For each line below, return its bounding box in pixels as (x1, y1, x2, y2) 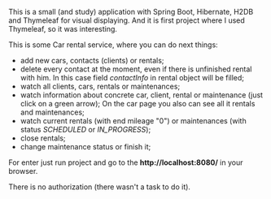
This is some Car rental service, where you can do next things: (8, 40, 218, 50)
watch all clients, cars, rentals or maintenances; (20, 81, 181, 91)
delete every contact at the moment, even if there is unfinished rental (20, 64, 252, 74)
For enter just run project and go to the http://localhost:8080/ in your (8, 158, 243, 167)
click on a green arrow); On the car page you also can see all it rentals (20, 99, 256, 108)
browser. (8, 167, 38, 175)
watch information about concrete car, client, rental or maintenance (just (20, 90, 263, 100)
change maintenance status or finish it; (20, 142, 151, 151)
